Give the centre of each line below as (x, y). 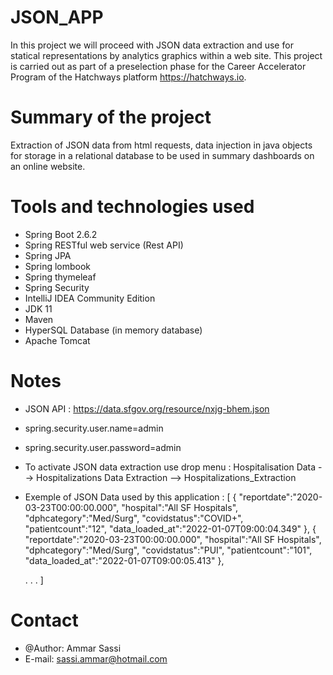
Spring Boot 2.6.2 (61, 234)
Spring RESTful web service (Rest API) (104, 245)
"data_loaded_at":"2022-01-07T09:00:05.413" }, (124, 560)
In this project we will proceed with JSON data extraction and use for (152, 45)
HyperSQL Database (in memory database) (113, 330)
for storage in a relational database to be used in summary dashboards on (162, 155)
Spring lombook (58, 266)
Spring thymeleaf (60, 277)
